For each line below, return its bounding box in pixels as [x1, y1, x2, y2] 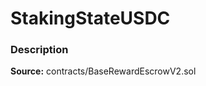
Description [10, 43, 69, 57]
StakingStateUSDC [10, 7, 171, 30]
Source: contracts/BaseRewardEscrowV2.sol [10, 65, 197, 77]
